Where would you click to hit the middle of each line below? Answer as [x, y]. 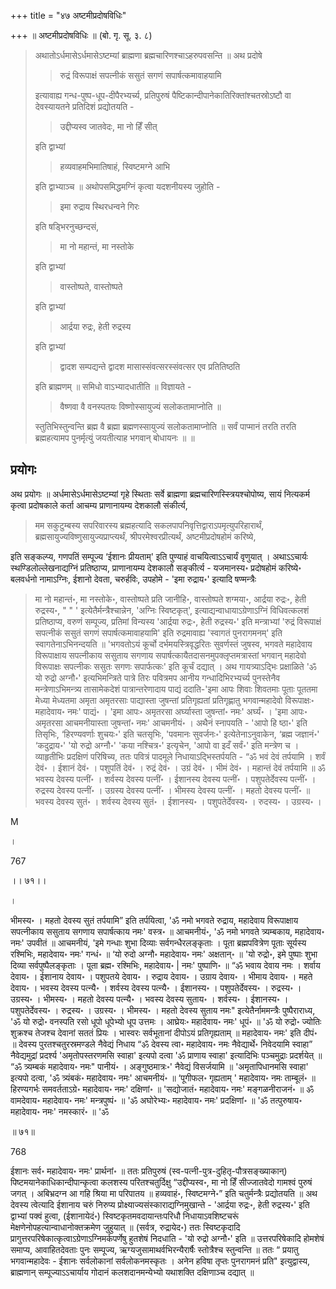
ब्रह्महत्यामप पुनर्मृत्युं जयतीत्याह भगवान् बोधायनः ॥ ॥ [114, 438]
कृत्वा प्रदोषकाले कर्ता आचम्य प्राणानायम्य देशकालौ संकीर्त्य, [99, 505]
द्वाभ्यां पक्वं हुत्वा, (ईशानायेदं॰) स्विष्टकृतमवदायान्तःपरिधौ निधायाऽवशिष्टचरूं [124, 1216]
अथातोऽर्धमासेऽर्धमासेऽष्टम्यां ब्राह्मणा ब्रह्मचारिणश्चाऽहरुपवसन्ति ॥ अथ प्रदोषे [148, 55]
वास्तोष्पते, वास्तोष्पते [91, 286]
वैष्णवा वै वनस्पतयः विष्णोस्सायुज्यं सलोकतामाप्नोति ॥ [140, 406]
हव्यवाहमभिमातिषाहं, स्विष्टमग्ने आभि [115, 166]
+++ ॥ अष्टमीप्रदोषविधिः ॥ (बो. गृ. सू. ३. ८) [81, 35]
